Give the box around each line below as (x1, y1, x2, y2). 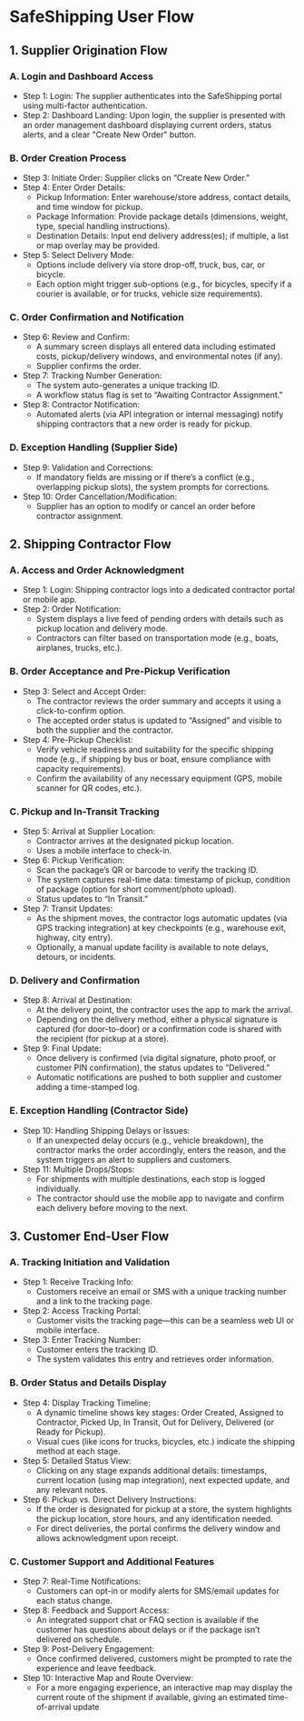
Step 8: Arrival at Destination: (22, 995, 133, 1006)
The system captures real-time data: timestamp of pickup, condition (35, 875, 291, 886)
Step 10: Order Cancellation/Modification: (22, 491, 178, 502)
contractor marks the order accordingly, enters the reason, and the (35, 1144, 287, 1156)
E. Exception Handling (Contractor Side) (9, 1105, 189, 1117)
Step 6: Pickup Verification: (22, 855, 125, 866)
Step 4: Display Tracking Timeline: (22, 1397, 152, 1408)
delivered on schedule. (35, 1634, 123, 1645)
